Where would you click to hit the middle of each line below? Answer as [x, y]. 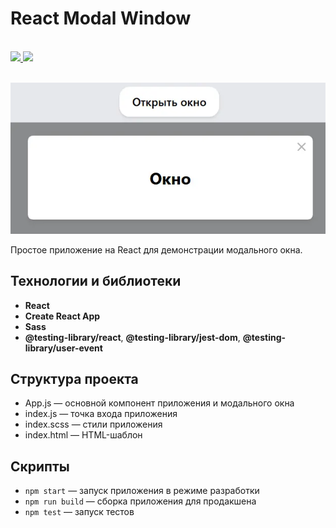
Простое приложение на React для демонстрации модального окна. [156, 249]
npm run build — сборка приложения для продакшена [140, 501]
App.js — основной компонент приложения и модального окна [159, 403]
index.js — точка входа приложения [101, 414]
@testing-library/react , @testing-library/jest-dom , [132, 337]
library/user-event [63, 348]
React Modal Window [101, 18]
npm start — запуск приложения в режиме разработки [142, 491]
